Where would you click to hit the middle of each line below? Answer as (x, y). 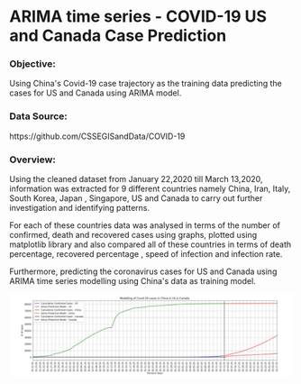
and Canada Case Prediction (118, 36)
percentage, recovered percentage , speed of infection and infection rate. (146, 254)
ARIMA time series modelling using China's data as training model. (133, 281)
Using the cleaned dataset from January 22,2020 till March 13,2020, (136, 179)
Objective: (32, 64)
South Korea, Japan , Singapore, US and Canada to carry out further (136, 198)
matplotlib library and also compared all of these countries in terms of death (150, 244)
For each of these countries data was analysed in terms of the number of (145, 225)
